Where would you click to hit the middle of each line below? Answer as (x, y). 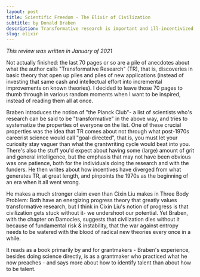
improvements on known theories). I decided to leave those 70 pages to (95, 88)
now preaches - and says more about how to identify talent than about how (99, 263)
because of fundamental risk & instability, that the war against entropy (93, 226)
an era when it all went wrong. (43, 182)
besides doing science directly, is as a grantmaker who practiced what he (97, 256)
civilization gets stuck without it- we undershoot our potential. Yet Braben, (97, 213)
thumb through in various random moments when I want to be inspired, (93, 95)
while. (13, 238)
